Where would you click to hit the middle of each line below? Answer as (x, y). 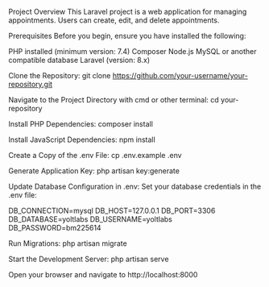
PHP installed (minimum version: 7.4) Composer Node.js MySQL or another (132, 51)
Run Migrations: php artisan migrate (68, 243)
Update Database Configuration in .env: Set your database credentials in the (135, 186)
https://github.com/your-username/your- (180, 75)
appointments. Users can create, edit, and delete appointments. (114, 20)
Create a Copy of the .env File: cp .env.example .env (95, 155)
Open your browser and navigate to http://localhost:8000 (103, 275)
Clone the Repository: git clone (60, 75)
